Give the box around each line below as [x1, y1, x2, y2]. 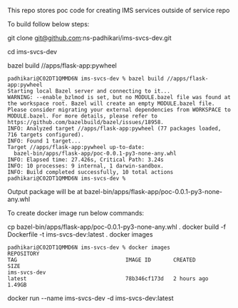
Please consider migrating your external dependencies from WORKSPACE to [7, 106, 232, 113]
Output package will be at [7, 188, 83, 195]
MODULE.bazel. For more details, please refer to [7, 113, 158, 120]
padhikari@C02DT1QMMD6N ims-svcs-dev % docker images [7, 244, 171, 251]
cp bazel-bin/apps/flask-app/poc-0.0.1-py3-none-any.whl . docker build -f [7, 222, 227, 231]
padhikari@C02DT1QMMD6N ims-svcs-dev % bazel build [7, 75, 164, 82]
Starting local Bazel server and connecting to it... [7, 88, 171, 95]
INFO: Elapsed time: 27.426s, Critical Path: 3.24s [7, 156, 164, 163]
